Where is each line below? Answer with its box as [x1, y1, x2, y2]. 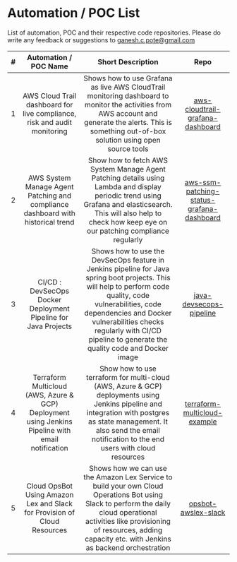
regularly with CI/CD [94, 325, 162, 335]
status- [190, 195, 216, 205]
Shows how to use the [91, 246, 165, 256]
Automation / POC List [7, 5, 140, 21]
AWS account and [98, 108, 158, 118]
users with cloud [100, 443, 156, 453]
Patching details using [91, 173, 165, 183]
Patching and [28, 191, 72, 201]
